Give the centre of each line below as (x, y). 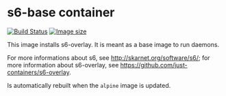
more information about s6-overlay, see (63, 65)
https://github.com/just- (154, 65)
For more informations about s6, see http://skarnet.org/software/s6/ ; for (109, 58)
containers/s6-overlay (38, 72)
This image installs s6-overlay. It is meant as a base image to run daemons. (113, 44)
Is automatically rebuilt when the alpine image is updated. (89, 85)
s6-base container (61, 13)
